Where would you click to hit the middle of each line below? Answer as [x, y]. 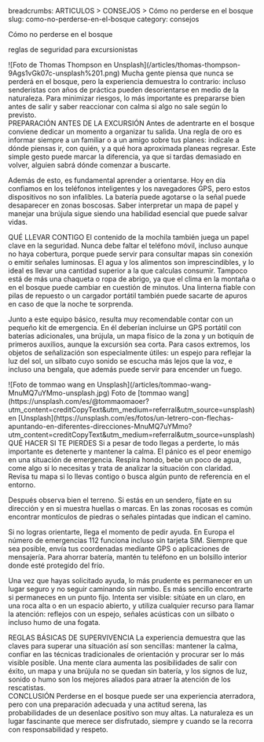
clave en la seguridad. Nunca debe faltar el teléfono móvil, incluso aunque [128, 246]
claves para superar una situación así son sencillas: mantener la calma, [123, 646]
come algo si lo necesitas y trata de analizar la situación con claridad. [121, 468]
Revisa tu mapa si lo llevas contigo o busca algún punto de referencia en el [129, 476]
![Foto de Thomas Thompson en [60, 65]
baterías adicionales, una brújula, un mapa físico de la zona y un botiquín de [131, 336]
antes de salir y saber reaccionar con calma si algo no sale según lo [118, 107]
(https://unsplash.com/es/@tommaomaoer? [79, 401]
